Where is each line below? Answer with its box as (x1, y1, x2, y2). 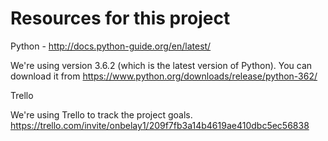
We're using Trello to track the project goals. (10, 108, 193, 121)
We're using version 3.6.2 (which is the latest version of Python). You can (10, 59, 313, 71)
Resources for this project (10, 7, 231, 30)
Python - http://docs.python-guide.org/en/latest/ (10, 40, 212, 52)
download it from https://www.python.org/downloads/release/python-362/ (10, 70, 318, 82)
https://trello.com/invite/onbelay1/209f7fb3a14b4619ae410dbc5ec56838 (10, 119, 310, 131)
